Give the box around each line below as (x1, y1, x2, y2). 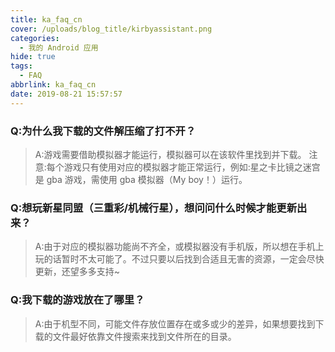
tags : (10, 61, 33, 71)
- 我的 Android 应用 (19, 42, 99, 53)
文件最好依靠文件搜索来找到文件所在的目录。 (52, 330, 237, 342)
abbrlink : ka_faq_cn (10, 80, 97, 90)
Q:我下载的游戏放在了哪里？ (10, 293, 145, 307)
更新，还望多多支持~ (34, 266, 121, 278)
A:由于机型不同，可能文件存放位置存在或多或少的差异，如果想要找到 (34, 317, 316, 330)
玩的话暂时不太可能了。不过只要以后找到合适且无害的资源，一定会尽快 (34, 253, 325, 265)
